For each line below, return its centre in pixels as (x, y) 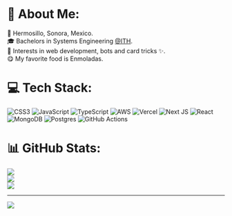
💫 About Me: (43, 14)
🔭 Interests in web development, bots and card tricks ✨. (86, 50)
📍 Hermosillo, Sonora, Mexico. (50, 33)
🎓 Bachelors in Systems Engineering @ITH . (70, 41)
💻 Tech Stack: (50, 88)
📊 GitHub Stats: (54, 148)
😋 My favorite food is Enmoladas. (55, 59)
